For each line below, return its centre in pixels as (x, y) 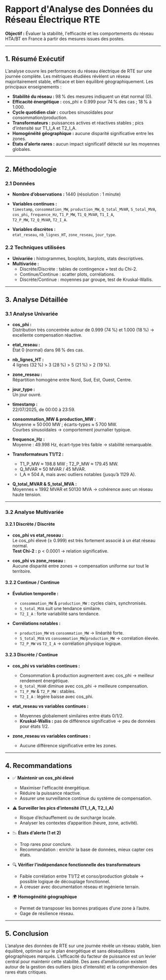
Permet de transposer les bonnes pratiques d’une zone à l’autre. (85, 908)
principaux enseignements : (33, 87)
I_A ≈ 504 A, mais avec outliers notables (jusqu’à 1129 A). (78, 475)
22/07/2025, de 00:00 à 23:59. (44, 410)
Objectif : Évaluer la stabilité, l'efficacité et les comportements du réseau (80, 33)
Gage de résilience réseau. (47, 913)
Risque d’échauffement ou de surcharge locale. (68, 817)
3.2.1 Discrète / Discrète (30, 524)
